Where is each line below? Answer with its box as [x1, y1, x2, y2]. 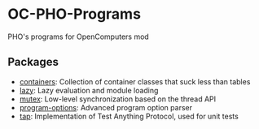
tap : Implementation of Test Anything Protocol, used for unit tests [19, 111, 239, 121]
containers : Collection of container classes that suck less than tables [19, 76, 251, 86]
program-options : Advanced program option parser [19, 102, 193, 112]
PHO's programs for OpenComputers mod [7, 32, 150, 41]
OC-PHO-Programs [7, 5, 142, 24]
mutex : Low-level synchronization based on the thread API [19, 94, 217, 104]
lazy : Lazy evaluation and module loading [19, 85, 159, 95]
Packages [7, 55, 59, 69]
